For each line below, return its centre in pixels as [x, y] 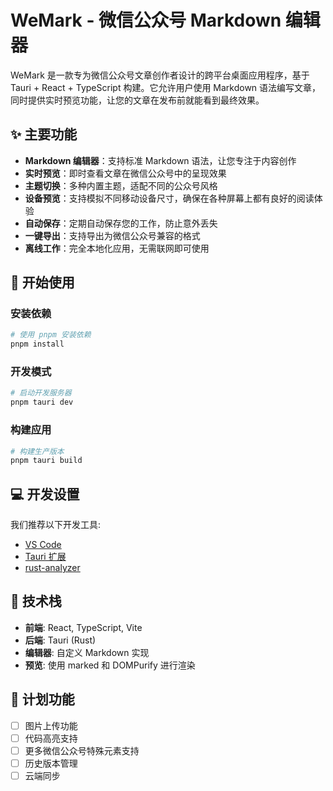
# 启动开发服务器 [41, 393]
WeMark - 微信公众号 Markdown [146, 20]
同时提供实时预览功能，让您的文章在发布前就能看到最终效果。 [137, 100]
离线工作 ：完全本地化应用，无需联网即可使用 [117, 248]
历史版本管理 [51, 763]
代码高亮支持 [51, 738]
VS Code [43, 545]
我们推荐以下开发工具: [56, 525]
